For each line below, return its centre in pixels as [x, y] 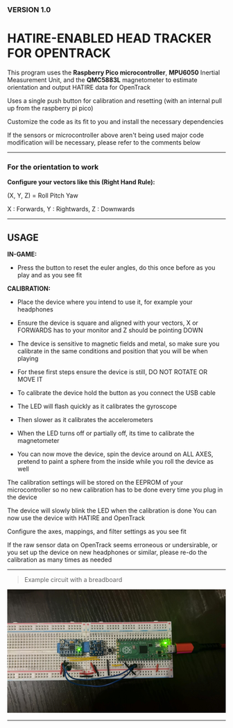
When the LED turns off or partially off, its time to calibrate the [106, 433]
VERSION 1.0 [29, 10]
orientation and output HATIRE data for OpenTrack [79, 87]
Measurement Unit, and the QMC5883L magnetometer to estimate [102, 80]
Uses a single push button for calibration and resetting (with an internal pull [114, 100]
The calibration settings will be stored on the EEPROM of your [95, 482]
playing [28, 358]
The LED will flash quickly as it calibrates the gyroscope [97, 406]
